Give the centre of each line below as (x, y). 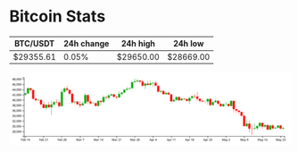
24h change (87, 44)
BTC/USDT (35, 44)
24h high (138, 44)
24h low (188, 44)
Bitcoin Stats (58, 17)
